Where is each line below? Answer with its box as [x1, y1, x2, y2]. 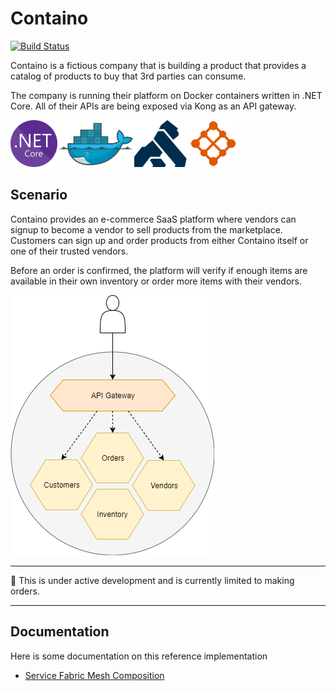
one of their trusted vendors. [10, 245, 129, 257]
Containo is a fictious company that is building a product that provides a [10, 59, 307, 71]
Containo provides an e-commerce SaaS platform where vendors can [10, 213, 297, 225]
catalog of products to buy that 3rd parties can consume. [10, 70, 247, 82]
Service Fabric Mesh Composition [24, 669, 165, 681]
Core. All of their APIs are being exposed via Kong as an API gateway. [10, 100, 297, 112]
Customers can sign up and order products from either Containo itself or [10, 234, 309, 246]
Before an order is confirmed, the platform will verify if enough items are [10, 264, 308, 276]
